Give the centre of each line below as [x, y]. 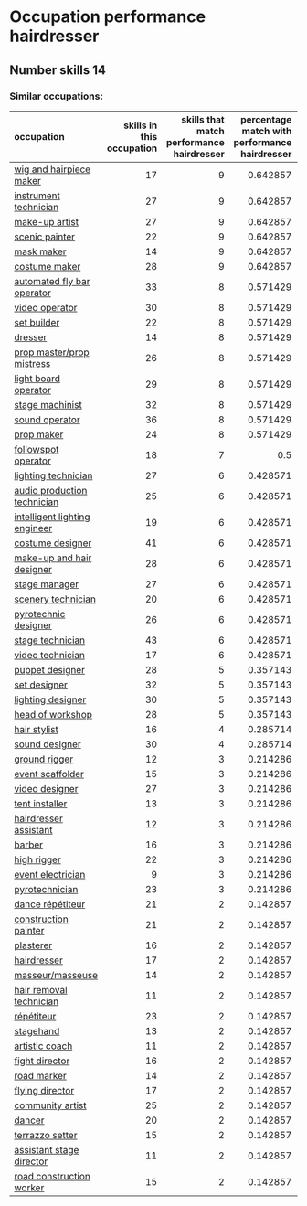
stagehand [37, 1030]
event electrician [50, 874]
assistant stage [47, 1149]
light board [37, 379]
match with [267, 131]
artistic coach [43, 1046]
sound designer [48, 744]
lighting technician [53, 475]
